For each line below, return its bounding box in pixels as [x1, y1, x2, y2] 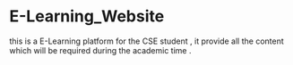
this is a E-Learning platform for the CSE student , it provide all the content [9, 36, 284, 46]
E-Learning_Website [9, 6, 165, 27]
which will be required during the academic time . [9, 45, 192, 55]
